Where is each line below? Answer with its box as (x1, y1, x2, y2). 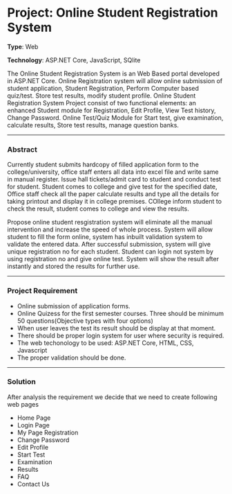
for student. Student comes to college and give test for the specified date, (7, 182, 217, 191)
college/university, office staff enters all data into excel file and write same (7, 168, 219, 176)
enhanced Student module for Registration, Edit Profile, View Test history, (7, 106, 216, 114)
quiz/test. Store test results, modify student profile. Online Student (7, 91, 196, 100)
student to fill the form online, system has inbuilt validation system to (7, 233, 203, 241)
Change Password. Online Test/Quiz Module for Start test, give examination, (7, 113, 224, 122)
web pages (7, 400, 39, 408)
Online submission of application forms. (17, 301, 130, 310)
